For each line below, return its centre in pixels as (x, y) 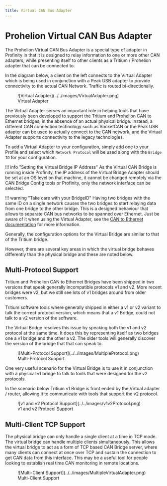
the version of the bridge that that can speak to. (54, 344)
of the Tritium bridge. (27, 239)
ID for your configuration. (31, 157)
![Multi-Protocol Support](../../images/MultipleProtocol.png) (78, 353)
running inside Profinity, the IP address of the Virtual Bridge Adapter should (82, 172)
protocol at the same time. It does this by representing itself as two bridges (82, 333)
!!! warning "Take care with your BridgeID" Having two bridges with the (78, 198)
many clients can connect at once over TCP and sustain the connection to (81, 453)
